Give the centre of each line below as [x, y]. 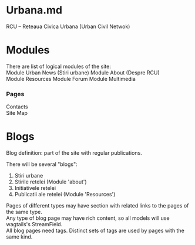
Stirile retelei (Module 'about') [51, 182]
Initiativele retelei [35, 188]
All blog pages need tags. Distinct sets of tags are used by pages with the [95, 231]
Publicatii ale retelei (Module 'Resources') [65, 195]
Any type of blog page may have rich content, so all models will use [88, 218]
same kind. [19, 237]
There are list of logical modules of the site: [59, 66]
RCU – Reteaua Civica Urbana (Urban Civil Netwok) [68, 26]
